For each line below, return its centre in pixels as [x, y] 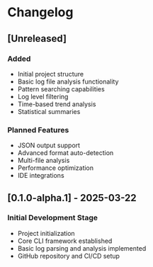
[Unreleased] [37, 39]
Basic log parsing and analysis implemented [82, 248]
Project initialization [46, 233]
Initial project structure [51, 74]
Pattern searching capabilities [61, 89]
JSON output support [49, 145]
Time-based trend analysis [57, 104]
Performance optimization [56, 168]
